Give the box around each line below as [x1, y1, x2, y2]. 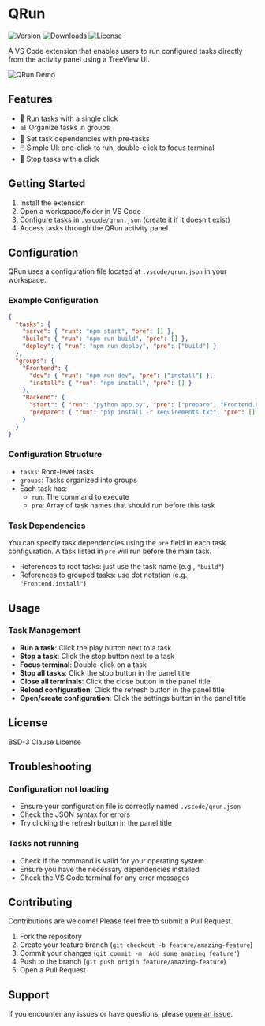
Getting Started [8, 177, 86, 190]
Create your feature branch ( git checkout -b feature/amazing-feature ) [19, 940, 253, 949]
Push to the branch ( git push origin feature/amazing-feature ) [19, 957, 226, 967]
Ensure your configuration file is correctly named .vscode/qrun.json [19, 802, 241, 811]
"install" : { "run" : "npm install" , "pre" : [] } [28, 379, 192, 387]
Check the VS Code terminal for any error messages [19, 873, 190, 882]
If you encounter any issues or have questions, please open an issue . [8, 1009, 233, 1019]
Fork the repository [19, 932, 83, 942]
